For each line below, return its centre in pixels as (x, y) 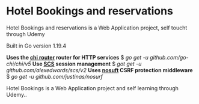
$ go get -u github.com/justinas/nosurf (55, 76)
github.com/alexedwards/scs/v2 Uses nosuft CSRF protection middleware (100, 70)
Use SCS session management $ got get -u (87, 64)
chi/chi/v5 (19, 64)
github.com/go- (169, 57)
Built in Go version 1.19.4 (36, 46)
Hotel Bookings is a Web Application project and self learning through (93, 88)
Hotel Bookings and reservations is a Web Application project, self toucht (97, 28)
